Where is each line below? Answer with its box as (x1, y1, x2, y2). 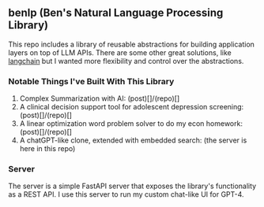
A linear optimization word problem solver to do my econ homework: (19, 119, 243, 128)
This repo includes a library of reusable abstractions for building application (8, 39, 255, 49)
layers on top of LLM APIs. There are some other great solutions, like (8, 47, 232, 57)
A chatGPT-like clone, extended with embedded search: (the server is (19, 135, 247, 145)
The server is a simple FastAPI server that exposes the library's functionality (8, 181, 257, 191)
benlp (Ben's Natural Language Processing (8, 6, 224, 20)
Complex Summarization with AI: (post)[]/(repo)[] (19, 94, 180, 103)
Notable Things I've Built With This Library (8, 76, 175, 87)
